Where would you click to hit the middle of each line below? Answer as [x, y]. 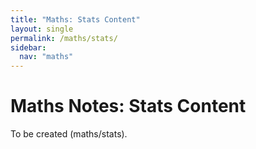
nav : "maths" [46, 57]
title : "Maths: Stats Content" [75, 19]
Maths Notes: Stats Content [128, 106]
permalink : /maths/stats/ [64, 38]
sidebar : [28, 47]
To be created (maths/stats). [69, 134]
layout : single [42, 29]
